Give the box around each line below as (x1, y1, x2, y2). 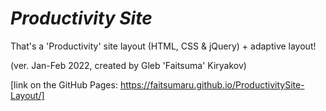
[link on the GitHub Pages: (10, 78, 118, 91)
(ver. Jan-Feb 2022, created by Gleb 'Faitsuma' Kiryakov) (10, 59, 247, 71)
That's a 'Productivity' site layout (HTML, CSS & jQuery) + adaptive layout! (10, 40, 317, 52)
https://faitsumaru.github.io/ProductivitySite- (119, 78, 305, 91)
